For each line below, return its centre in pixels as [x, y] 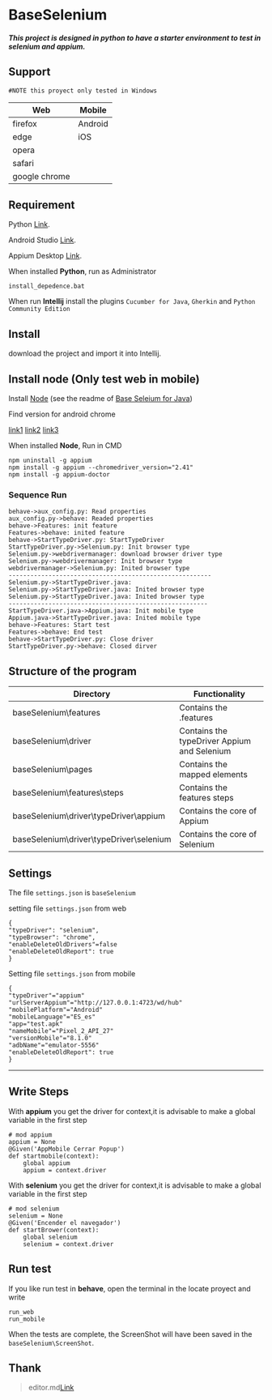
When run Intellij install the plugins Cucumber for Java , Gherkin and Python [132, 301]
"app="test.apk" [36, 1024]
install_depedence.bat [47, 286]
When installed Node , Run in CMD [65, 446]
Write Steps [39, 1092]
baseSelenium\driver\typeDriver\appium [89, 816]
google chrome [41, 176]
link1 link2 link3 [34, 430]
